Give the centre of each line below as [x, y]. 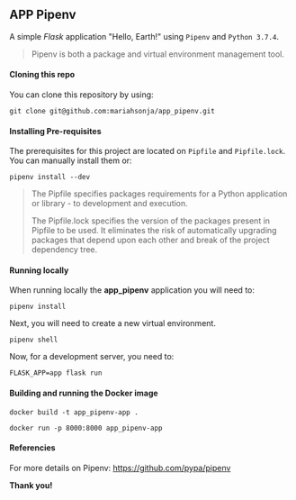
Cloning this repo [42, 75]
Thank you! [31, 485]
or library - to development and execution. [110, 204]
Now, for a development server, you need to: [92, 357]
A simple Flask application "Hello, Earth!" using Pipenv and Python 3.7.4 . [144, 36]
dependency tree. [64, 250]
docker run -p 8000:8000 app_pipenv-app [86, 428]
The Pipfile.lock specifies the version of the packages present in [151, 221]
